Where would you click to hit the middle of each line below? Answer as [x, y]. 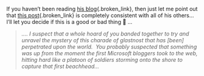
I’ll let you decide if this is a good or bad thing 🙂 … [70, 22]
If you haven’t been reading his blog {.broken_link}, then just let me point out [102, 9]
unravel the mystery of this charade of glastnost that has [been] [103, 40]
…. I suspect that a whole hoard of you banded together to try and [105, 34]
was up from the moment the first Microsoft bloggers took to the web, [109, 53]
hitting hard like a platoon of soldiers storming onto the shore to [102, 60]
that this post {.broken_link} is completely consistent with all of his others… [100, 15]
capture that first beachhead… [60, 66]
